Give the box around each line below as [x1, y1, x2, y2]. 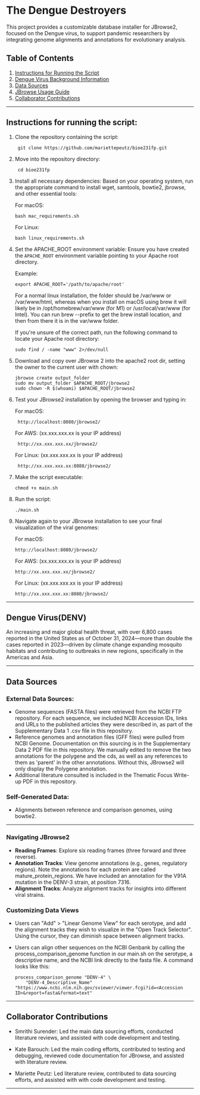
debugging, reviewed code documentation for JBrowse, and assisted [14, 1051, 185, 1059]
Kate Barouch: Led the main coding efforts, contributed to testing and [14, 1045, 186, 1053]
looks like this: [14, 963, 50, 970]
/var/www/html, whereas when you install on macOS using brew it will [14, 298, 186, 305]
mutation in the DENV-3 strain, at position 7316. [14, 878, 131, 886]
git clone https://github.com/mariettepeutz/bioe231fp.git [17, 144, 167, 151]
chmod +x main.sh [14, 485, 58, 491]
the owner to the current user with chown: [14, 363, 118, 371]
